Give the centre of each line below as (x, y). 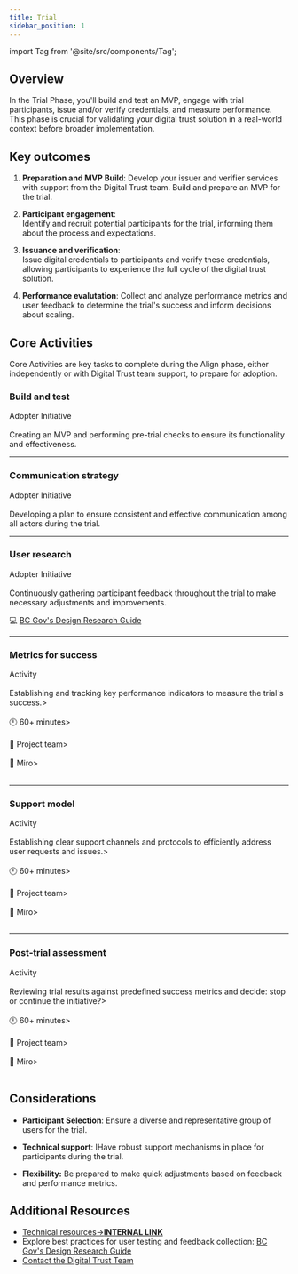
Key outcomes (50, 156)
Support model (42, 804)
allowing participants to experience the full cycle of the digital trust (144, 269)
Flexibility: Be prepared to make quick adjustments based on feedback (152, 1174)
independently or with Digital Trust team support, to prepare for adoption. (143, 373)
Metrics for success (53, 654)
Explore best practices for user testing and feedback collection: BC (145, 1242)
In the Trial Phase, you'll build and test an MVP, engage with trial (126, 100)
